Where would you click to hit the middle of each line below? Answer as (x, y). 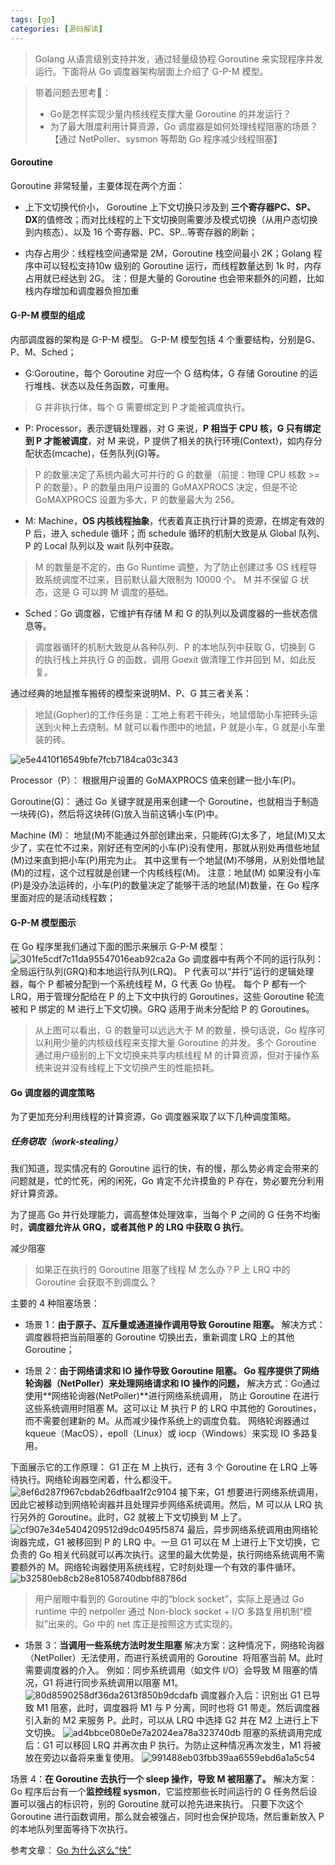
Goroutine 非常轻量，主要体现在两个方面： (97, 185)
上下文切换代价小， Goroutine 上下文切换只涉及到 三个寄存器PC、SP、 (170, 207)
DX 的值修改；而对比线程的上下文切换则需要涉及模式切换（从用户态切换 (171, 219)
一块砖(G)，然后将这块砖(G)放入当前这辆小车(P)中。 (117, 813)
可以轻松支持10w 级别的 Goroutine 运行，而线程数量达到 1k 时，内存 (182, 265)
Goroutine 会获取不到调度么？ (96, 1282)
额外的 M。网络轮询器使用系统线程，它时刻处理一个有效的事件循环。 (160, 1567)
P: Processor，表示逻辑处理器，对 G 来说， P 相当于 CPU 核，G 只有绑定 (173, 428)
